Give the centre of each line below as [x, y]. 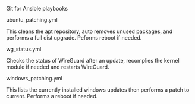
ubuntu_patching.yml [32, 20]
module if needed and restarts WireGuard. [58, 67]
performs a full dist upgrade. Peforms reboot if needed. [74, 38]
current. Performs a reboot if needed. [52, 96]
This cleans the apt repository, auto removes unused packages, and [89, 31]
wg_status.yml [24, 49]
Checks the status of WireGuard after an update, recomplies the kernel [93, 61]
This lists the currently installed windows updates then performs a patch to [98, 90]
